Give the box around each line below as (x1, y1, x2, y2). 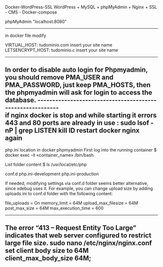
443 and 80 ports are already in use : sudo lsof (5, 119, 149, 127)
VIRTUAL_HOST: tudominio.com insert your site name (5, 42, 113, 48)
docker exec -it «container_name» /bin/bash (5, 152, 94, 158)
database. (5, 96, 36, 104)
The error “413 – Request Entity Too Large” (5, 224, 137, 232)
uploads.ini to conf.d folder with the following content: (5, 190, 113, 196)
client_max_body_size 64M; (5, 254, 91, 263)
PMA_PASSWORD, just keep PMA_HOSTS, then (5, 81, 151, 89)
